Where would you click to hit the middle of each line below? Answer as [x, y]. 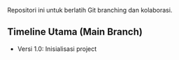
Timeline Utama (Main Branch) [75, 32]
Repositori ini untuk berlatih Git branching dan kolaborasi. [90, 10]
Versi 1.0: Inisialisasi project [57, 49]
